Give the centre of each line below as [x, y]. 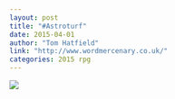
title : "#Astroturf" [49, 26]
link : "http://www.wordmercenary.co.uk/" [89, 51]
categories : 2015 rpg [50, 59]
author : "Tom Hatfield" [54, 43]
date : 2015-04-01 [42, 34]
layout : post [34, 18]
